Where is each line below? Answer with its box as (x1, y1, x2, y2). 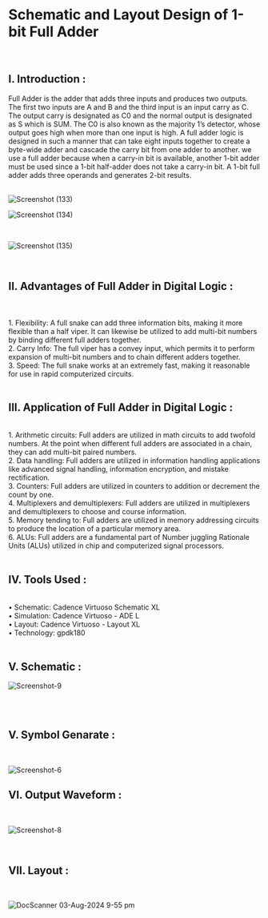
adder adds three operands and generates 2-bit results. (8, 170, 192, 179)
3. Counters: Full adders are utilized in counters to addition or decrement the (8, 481, 260, 491)
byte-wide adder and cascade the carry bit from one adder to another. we (8, 144, 252, 154)
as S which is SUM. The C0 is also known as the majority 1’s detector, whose (8, 119, 261, 129)
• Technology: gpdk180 (8, 628, 86, 638)
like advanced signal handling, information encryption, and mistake (8, 465, 230, 474)
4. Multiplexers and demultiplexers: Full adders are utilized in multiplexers (8, 498, 250, 508)
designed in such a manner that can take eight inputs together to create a (8, 136, 250, 146)
